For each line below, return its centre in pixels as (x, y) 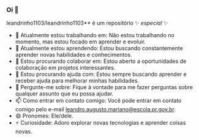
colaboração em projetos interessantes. (65, 68)
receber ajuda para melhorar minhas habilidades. (77, 81)
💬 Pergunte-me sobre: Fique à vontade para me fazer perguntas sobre (104, 87)
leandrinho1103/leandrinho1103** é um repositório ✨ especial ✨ (87, 23)
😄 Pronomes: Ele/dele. (44, 116)
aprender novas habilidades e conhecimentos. (73, 55)
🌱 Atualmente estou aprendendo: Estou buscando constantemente (99, 48)
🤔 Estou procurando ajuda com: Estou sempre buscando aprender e (101, 74)
